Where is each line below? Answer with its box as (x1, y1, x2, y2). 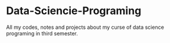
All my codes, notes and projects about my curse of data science (6, 24, 164, 31)
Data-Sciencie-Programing (6, 4, 142, 18)
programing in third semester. (6, 29, 78, 37)
